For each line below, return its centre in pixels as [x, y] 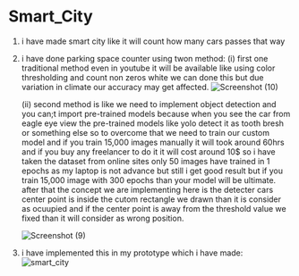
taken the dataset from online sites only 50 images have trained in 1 [145, 161]
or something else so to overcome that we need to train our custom [145, 132]
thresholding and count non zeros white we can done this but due [142, 77]
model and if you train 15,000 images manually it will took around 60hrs [153, 142]
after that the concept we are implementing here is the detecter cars [147, 189]
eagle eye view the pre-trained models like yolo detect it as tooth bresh [152, 123]
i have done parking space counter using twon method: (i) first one [145, 58]
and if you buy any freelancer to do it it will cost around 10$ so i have [148, 151]
